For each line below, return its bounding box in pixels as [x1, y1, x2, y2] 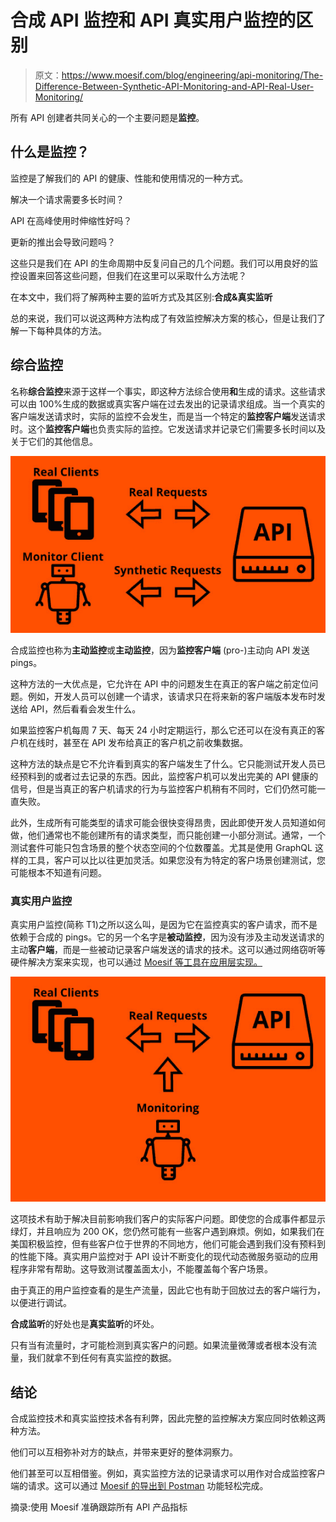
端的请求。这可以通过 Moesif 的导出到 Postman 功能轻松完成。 [10, 1480, 269, 1492]
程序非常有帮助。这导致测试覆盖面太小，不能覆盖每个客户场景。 [10, 1263, 273, 1275]
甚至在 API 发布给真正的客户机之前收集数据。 [62, 737, 249, 749]
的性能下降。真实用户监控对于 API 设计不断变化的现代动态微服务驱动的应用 [10, 1251, 319, 1263]
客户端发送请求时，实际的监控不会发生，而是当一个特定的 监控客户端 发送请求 [10, 410, 326, 422]
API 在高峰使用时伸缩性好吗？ [10, 214, 133, 226]
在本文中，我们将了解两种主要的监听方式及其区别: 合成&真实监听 [10, 291, 273, 303]
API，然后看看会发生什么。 [29, 703, 142, 715]
